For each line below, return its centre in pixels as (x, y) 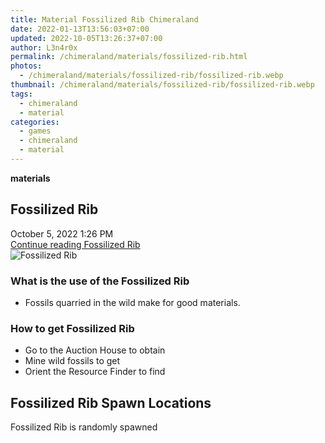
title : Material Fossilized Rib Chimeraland (104, 19)
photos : (26, 66)
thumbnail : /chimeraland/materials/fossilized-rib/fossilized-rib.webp (162, 85)
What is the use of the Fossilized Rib (100, 281)
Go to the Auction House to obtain (95, 350)
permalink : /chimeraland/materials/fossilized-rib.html (129, 57)
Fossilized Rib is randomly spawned (84, 427)
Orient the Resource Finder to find (95, 372)
